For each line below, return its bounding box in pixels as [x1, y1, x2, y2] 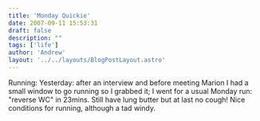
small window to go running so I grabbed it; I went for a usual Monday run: [8, 86, 253, 96]
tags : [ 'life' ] [8, 41, 59, 49]
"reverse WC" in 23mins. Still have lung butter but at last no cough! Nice [8, 95, 246, 104]
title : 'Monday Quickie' [8, 11, 91, 20]
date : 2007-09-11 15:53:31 [8, 19, 98, 27]
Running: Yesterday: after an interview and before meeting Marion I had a [8, 77, 249, 88]
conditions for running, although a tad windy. [8, 103, 156, 112]
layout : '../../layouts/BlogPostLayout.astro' [8, 57, 166, 64]
